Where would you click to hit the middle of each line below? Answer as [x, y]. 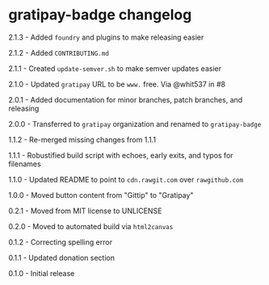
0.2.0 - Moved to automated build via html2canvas [91, 226]
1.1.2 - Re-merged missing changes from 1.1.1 [82, 140]
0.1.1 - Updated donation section [62, 258]
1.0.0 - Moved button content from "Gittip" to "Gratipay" [101, 195]
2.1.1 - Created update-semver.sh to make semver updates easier [115, 68]
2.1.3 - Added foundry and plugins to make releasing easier [106, 37]
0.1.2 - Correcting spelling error [61, 242]
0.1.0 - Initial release [42, 273]
